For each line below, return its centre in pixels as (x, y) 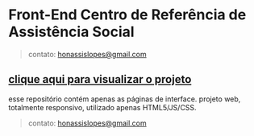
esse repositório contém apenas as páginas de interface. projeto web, (125, 99)
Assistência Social (71, 32)
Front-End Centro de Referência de (127, 15)
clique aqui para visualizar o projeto (100, 79)
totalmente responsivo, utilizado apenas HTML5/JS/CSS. (102, 107)
